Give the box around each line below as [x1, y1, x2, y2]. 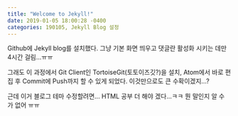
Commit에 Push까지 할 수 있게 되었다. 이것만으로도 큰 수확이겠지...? [22, 77, 210, 85]
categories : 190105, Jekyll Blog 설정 [7, 23, 119, 31]
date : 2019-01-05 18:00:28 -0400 [7, 17, 107, 24]
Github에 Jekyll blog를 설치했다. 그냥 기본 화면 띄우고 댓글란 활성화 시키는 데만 [7, 44, 227, 53]
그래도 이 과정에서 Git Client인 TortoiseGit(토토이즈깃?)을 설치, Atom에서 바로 [7, 68, 224, 77]
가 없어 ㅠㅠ [7, 101, 40, 110]
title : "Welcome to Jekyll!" [7, 10, 94, 18]
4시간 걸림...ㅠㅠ [7, 53, 53, 61]
